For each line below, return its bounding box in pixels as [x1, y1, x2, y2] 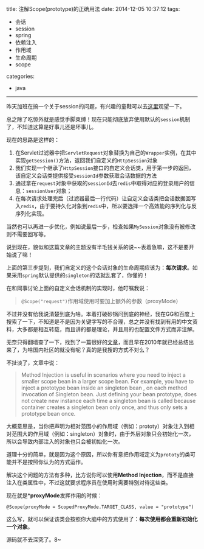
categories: [6, 72, 35, 80]
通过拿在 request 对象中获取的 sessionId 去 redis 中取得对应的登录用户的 [15, 180, 190, 187]
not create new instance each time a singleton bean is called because [21, 397, 196, 404]
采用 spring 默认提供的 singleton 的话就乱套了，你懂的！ [11, 271, 149, 279]
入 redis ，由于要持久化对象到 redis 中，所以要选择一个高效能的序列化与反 [15, 203, 197, 209]
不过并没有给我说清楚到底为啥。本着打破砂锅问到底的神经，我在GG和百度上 [6, 310, 195, 318]
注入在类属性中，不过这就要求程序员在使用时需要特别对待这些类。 [6, 479, 171, 486]
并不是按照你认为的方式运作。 [11, 458, 86, 466]
